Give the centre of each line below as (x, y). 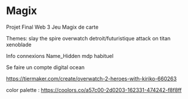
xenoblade (19, 45)
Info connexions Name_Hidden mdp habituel (60, 56)
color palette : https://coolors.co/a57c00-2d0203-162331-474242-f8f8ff (94, 90)
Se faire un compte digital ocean (46, 67)
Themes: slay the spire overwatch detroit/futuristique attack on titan (88, 38)
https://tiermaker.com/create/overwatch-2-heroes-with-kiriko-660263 (92, 78)
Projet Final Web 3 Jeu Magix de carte (52, 27)
